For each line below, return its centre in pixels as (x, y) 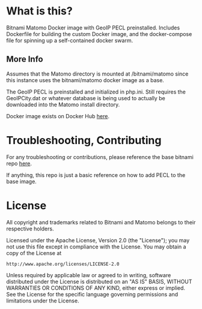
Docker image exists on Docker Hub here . (58, 116)
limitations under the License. (43, 301)
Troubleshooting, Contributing (84, 140)
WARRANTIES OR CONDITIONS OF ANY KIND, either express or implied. (96, 288)
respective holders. (30, 229)
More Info (25, 59)
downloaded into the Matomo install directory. (63, 104)
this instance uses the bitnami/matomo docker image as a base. (85, 80)
